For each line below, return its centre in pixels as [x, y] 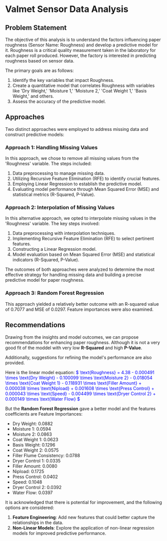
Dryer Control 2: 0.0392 [37, 487]
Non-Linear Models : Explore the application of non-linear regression [83, 528]
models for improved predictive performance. [59, 533]
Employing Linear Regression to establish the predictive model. [77, 184]
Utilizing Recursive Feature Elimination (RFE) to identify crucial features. [86, 179]
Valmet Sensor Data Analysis [67, 9]
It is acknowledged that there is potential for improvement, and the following [84, 502]
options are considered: [29, 508]
